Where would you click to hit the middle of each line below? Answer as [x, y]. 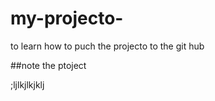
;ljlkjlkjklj [27, 84]
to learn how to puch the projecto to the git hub [107, 46]
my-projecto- [67, 18]
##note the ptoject [48, 65]
